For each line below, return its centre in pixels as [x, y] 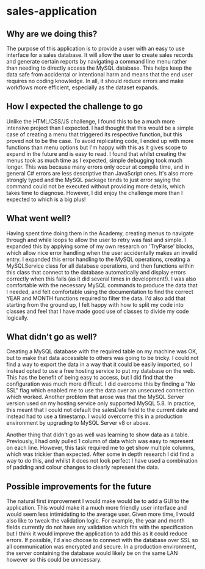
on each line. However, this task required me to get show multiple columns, [101, 448]
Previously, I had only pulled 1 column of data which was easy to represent [100, 441]
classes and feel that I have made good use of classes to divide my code [98, 311]
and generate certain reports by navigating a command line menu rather [97, 61]
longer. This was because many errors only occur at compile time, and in [98, 167]
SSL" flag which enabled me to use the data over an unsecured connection [100, 391]
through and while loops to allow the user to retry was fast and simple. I [96, 240]
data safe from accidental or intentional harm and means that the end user [100, 74]
